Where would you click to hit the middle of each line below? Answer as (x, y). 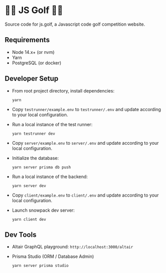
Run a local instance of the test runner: (52, 124)
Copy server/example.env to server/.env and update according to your (85, 143)
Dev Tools (21, 235)
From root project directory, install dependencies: (63, 90)
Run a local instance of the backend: (50, 176)
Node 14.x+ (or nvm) (33, 52)
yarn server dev (29, 186)
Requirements (27, 40)
